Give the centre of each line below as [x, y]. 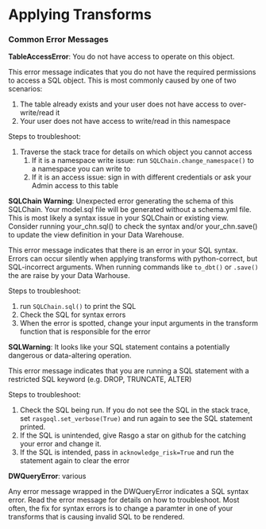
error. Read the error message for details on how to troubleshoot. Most [124, 500]
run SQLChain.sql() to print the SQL [78, 307]
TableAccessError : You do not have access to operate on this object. [121, 56]
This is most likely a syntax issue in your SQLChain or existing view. [118, 218]
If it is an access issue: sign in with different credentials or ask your [141, 177]
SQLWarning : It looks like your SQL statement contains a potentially [119, 347]
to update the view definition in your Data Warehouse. [96, 235]
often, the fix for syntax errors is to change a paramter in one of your [121, 508]
